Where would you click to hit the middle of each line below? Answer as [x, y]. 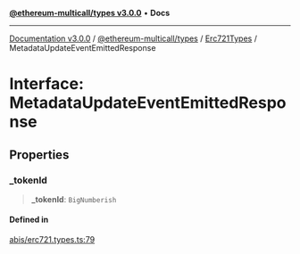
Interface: [47, 84]
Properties [39, 155]
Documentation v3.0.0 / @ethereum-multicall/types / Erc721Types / [133, 38]
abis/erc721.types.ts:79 [52, 240]
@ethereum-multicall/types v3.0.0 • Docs [90, 13]
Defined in [29, 220]
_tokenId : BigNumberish [74, 199]
